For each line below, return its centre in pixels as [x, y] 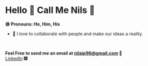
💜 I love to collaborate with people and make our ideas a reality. [78, 33]
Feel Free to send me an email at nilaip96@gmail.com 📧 [64, 53]
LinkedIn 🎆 [16, 58]
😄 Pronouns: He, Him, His [32, 24]
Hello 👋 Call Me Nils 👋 [50, 10]
